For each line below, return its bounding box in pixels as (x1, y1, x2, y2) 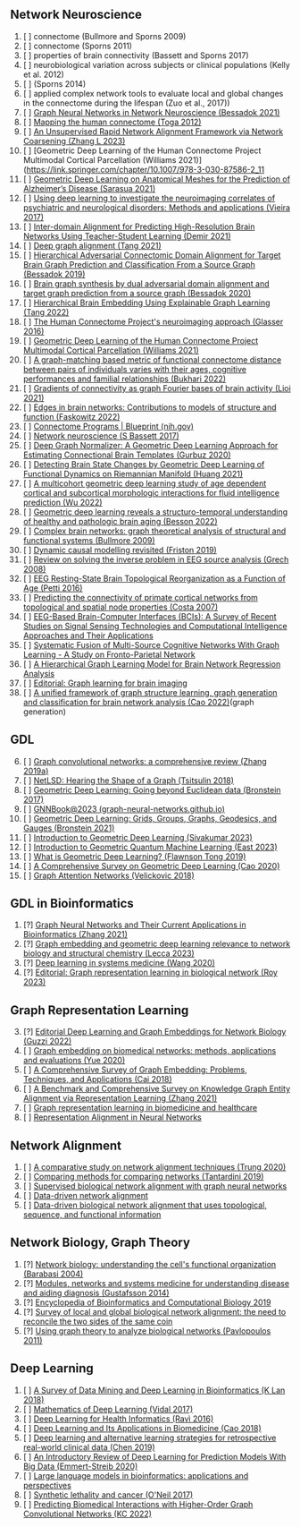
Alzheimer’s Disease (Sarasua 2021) (22, 183, 156, 193)
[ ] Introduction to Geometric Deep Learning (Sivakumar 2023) (22, 832, 253, 842)
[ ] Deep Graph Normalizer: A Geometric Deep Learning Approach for (22, 439, 279, 450)
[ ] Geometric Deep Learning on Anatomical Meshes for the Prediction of (22, 174, 291, 184)
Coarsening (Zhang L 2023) (22, 135, 126, 146)
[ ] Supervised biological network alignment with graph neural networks (22, 1181, 287, 1191)
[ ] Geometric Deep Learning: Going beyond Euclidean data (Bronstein (22, 784, 281, 795)
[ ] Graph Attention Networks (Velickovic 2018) (22, 870, 195, 881)
